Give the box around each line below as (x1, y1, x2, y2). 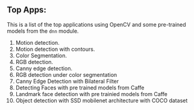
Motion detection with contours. (15, 45, 95, 53)
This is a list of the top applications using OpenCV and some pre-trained (7, 21, 186, 28)
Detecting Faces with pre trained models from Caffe (15, 84, 145, 91)
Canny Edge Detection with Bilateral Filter (15, 77, 119, 85)
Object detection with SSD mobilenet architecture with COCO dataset (15, 97, 188, 104)
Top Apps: (7, 5, 47, 15)
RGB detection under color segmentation (15, 71, 117, 78)
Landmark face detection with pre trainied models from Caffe (15, 90, 167, 97)
